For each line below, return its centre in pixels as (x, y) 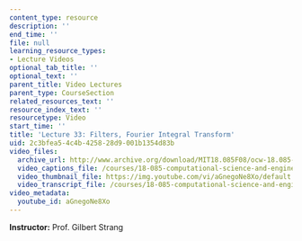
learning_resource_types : (58, 51)
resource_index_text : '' (56, 110)
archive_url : (42, 160)
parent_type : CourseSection (62, 93)
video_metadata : (40, 193)
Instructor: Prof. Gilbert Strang (67, 227)
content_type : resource (54, 18)
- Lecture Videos (42, 59)
